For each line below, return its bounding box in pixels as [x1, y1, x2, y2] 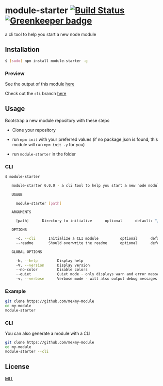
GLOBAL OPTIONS [11, 249, 42, 254]
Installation [5, 45, 40, 54]
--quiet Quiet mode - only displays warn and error [16, 272, 147, 277]
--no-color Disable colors [16, 267, 88, 272]
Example [5, 288, 26, 294]
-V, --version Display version [16, 263, 90, 268]
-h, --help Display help [16, 258, 83, 263]
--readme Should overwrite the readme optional [16, 240, 138, 246]
